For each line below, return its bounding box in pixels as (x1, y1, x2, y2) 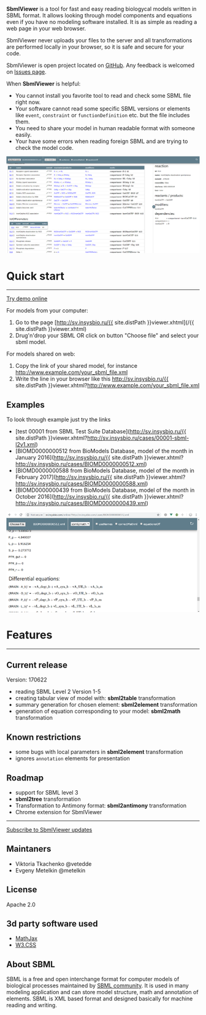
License (6, 884, 37, 895)
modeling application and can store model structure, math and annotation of (6, 989, 199, 996)
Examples (6, 399, 45, 410)
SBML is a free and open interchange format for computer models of (6, 976, 180, 983)
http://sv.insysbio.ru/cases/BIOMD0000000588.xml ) (15, 480, 148, 488)
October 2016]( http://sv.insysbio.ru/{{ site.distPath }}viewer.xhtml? (15, 493, 184, 500)
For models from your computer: (6, 307, 89, 314)
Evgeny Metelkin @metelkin (15, 866, 86, 874)
